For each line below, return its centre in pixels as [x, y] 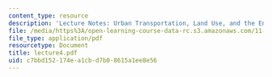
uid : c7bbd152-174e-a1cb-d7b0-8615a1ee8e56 [83, 61]
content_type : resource [49, 16]
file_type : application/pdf [56, 38]
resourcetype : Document [49, 46]
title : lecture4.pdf [43, 53]
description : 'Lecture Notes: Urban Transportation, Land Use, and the [132, 23]
